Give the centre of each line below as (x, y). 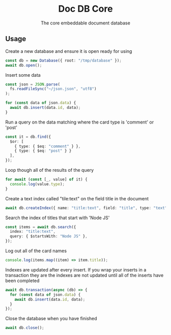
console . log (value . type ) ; (37, 184)
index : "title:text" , (33, 232)
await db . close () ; (25, 328)
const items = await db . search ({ (41, 227)
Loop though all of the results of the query (50, 170)
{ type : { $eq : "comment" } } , (48, 146)
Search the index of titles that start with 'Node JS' (58, 218)
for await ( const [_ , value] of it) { (46, 179)
